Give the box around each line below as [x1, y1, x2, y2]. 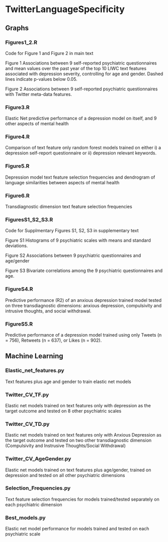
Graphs [5, 24, 29, 32]
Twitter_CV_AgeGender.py [5, 455, 71, 462]
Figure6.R [5, 192, 30, 199]
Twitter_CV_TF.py [5, 391, 49, 398]
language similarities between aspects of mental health [5, 179, 120, 185]
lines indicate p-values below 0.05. [5, 76, 78, 82]
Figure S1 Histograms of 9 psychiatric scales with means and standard [5, 237, 151, 243]
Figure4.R [5, 133, 30, 140]
